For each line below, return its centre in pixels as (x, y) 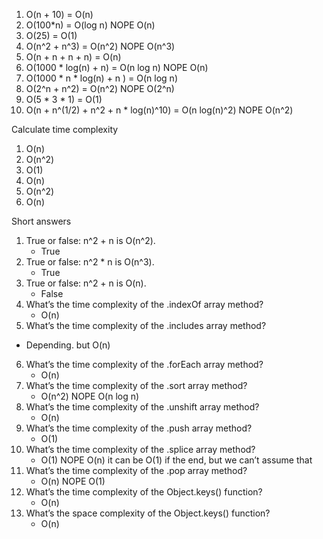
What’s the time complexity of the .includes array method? (146, 325)
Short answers (41, 221)
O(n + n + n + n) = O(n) (73, 57)
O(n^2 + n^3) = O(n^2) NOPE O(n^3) (100, 46)
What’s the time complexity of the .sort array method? (136, 385)
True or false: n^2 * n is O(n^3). (90, 262)
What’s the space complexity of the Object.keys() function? (148, 513)
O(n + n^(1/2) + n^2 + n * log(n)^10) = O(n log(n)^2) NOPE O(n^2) (159, 110)
